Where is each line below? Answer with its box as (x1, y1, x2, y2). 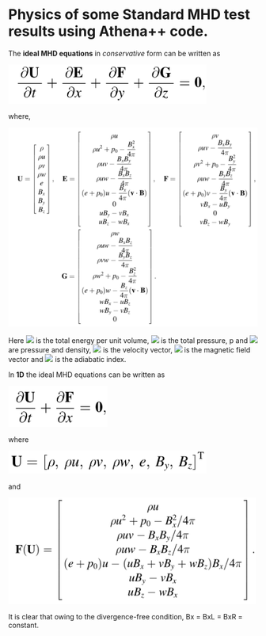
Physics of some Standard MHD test (8, 6, 251, 24)
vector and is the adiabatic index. (8, 355, 127, 364)
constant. (8, 620, 40, 630)
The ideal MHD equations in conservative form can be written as (8, 48, 221, 58)
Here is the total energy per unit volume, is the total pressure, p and (8, 336, 249, 345)
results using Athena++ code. (8, 22, 208, 40)
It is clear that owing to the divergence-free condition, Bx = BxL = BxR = (8, 612, 243, 622)
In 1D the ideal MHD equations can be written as (8, 370, 165, 379)
